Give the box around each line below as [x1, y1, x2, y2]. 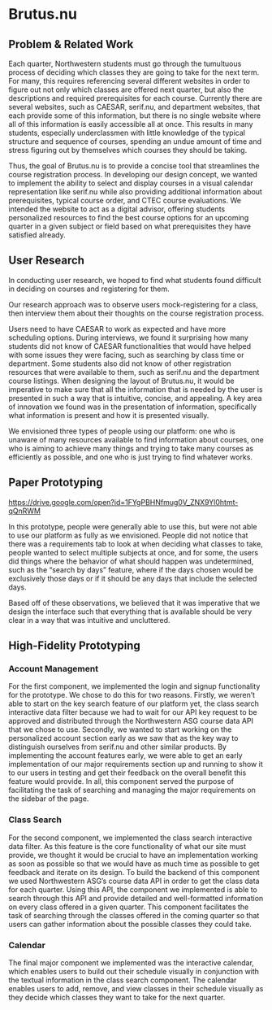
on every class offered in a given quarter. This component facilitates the [8, 902, 249, 912]
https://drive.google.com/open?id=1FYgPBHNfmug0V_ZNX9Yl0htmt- [8, 497, 239, 507]
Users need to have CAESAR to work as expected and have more [8, 324, 226, 333]
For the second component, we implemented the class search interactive [8, 833, 253, 842]
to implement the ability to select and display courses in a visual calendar [8, 178, 253, 188]
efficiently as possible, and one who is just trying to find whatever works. [8, 452, 253, 462]
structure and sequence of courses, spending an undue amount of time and [8, 137, 262, 146]
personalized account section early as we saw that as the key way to [8, 734, 239, 743]
